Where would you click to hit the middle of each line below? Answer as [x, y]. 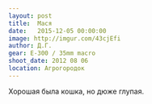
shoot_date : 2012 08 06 [49, 61]
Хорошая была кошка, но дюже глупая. [76, 91]
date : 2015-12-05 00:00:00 [57, 31]
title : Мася [30, 23]
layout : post [30, 16]
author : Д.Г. [30, 46]
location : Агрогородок [46, 69]
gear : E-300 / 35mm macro [52, 53]
